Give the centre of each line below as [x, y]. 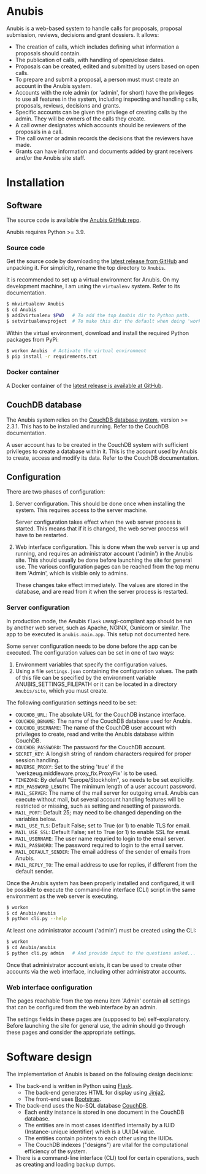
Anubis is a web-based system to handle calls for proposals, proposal [94, 28]
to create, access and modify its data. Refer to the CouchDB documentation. [103, 458]
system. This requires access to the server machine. [82, 510]
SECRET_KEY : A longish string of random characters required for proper [103, 754]
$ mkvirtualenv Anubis [35, 304]
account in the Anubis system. [53, 86]
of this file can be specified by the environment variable [86, 677]
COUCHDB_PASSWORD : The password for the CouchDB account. [90, 747]
